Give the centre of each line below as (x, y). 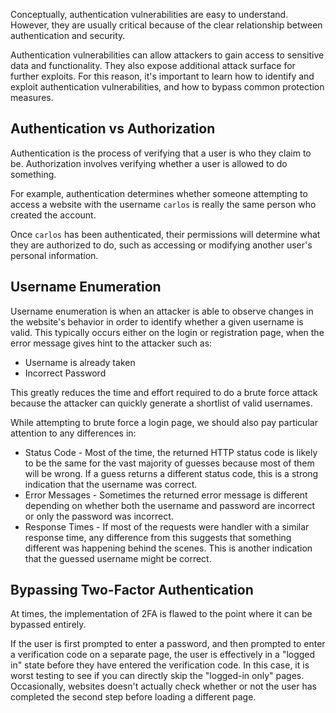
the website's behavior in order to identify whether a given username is (157, 321)
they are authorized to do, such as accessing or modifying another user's (161, 245)
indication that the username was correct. (111, 484)
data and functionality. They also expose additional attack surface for (153, 65)
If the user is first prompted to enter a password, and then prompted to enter (168, 644)
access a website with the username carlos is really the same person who (163, 204)
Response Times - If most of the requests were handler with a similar (167, 526)
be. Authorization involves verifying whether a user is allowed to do (149, 163)
